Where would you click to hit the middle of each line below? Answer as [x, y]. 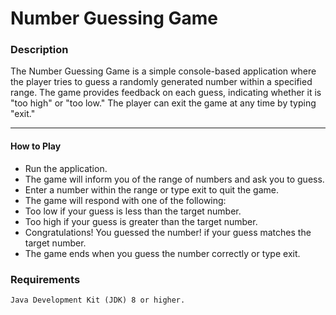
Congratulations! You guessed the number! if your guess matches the [168, 232]
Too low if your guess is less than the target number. [133, 211]
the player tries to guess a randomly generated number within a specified [161, 82]
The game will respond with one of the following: [125, 200]
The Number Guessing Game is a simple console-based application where [163, 71]
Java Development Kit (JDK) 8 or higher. [98, 300]
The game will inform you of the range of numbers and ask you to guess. [174, 179]
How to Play [36, 146]
